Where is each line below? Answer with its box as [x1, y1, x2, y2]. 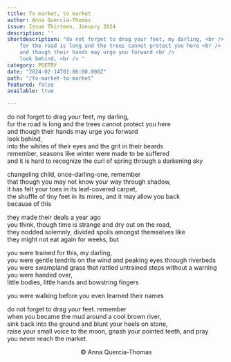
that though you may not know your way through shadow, [7, 178, 172, 186]
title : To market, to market [7, 10, 91, 17]
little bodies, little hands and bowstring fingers [7, 278, 140, 286]
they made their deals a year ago [7, 213, 102, 222]
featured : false [7, 81, 54, 88]
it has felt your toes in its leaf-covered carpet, [7, 185, 138, 193]
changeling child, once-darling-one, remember [7, 171, 141, 179]
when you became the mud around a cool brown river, [7, 313, 162, 321]
